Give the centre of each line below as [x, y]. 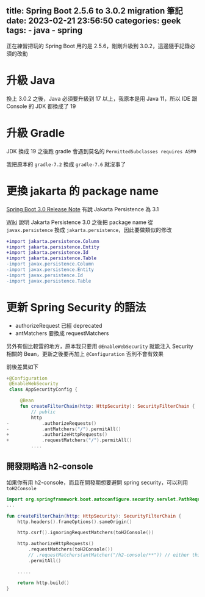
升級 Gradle [36, 133]
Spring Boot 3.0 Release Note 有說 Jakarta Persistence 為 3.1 [83, 209]
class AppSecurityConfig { [43, 389]
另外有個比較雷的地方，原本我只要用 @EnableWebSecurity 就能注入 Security [100, 346]
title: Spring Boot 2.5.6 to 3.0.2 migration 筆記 [95, 11]
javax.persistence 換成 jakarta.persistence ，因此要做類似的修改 [89, 230]
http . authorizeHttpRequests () [56, 544]
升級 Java [31, 81]
